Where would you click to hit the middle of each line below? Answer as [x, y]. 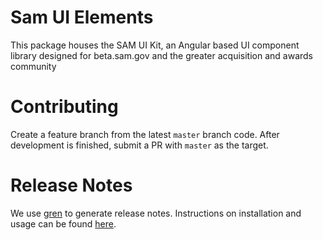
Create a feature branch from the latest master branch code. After [145, 134]
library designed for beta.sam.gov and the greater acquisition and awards [162, 55]
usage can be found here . [63, 223]
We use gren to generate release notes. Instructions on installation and [156, 213]
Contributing [64, 107]
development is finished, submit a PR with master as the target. [139, 145]
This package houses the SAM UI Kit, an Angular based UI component [155, 45]
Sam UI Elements [82, 17]
